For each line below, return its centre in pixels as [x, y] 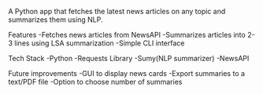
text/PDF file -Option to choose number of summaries [95, 82]
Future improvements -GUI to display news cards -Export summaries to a [127, 73]
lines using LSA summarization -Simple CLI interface [100, 43]
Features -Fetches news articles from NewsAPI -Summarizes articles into [127, 35]
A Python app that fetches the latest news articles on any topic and [117, 11]
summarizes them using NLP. [56, 20]
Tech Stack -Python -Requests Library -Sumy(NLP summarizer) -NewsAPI [129, 58]
